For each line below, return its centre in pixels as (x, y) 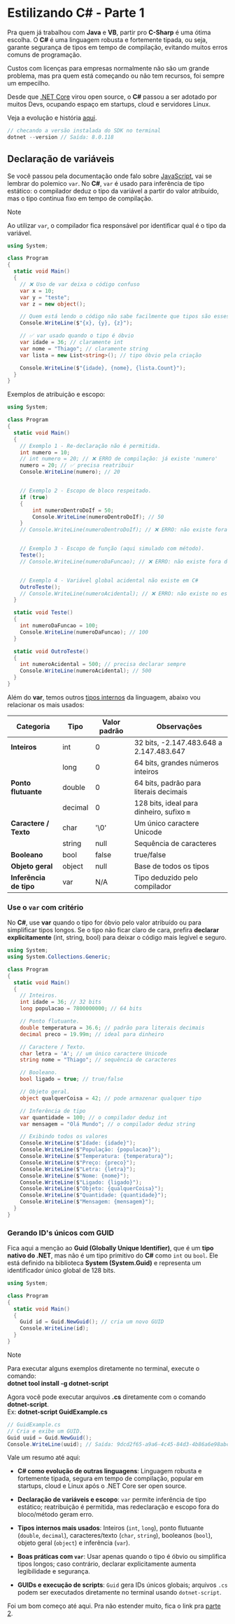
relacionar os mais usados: (46, 704)
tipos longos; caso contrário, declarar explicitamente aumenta (107, 1564)
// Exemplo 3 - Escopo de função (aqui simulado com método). (112, 549)
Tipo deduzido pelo (166, 878)
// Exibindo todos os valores (64, 1137)
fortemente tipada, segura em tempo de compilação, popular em (111, 1479)
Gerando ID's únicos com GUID (60, 1233)
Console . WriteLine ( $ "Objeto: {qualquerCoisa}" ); (92, 1189)
